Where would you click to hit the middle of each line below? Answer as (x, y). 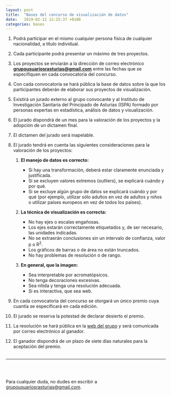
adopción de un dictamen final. (45, 125)
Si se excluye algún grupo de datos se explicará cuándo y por (93, 192)
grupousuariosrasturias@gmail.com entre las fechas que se (77, 69)
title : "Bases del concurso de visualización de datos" (67, 15)
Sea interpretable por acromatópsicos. (69, 275)
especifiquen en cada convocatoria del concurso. (65, 75)
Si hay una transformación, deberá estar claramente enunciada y (96, 170)
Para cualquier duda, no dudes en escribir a (52, 381)
